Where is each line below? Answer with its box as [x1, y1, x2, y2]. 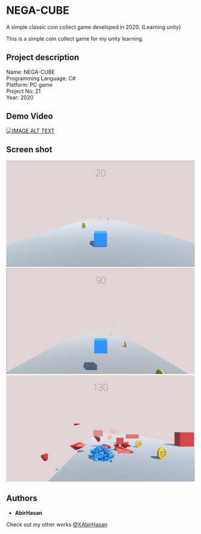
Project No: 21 [6, 88, 41, 95]
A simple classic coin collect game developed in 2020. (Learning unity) [6, 23, 181, 31]
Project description [6, 52, 80, 63]
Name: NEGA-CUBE [6, 68, 55, 76]
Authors [6, 493, 38, 503]
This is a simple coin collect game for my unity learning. [6, 35, 144, 42]
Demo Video [6, 111, 53, 122]
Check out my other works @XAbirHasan [6, 521, 108, 528]
